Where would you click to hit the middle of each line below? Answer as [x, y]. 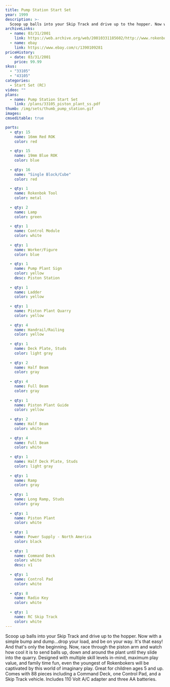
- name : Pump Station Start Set [44, 99]
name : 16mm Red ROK [35, 137]
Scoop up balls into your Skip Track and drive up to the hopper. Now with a [83, 636]
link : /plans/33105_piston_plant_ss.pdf [57, 104]
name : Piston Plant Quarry [43, 311]
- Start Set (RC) [28, 85]
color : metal [28, 198]
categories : [18, 80]
